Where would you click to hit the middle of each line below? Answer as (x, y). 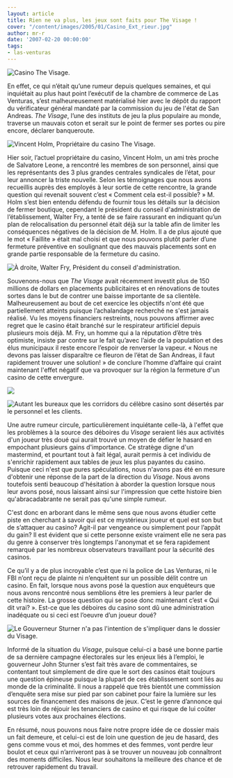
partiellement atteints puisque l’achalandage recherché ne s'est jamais (108, 311)
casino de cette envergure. (46, 377)
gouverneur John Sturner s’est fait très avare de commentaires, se (102, 664)
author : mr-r (26, 33)
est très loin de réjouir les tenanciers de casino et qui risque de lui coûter (112, 708)
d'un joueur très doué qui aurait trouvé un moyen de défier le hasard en (110, 440)
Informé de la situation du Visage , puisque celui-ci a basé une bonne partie (115, 649)
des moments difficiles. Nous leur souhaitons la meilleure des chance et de (115, 759)
